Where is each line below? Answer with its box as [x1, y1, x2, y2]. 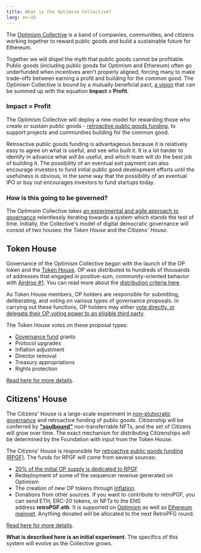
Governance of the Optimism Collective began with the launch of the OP [6, 260, 185, 267]
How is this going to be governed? [6, 194, 108, 202]
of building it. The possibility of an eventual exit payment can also [6, 159, 169, 167]
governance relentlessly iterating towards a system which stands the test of [6, 214, 194, 221]
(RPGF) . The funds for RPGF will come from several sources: [6, 453, 156, 460]
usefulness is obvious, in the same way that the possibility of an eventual [6, 172, 187, 179]
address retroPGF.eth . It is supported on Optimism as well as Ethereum [14, 503, 193, 511]
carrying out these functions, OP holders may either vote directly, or [6, 303, 175, 310]
